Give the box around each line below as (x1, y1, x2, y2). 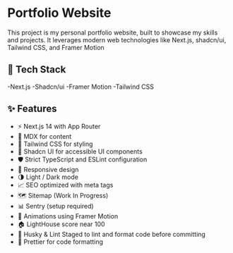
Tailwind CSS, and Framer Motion (7, 43, 104, 51)
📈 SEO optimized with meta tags (17, 180, 114, 189)
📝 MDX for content (17, 132, 72, 140)
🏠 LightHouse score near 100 (17, 220, 105, 228)
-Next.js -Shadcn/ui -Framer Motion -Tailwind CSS (7, 82, 154, 91)
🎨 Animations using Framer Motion (17, 211, 119, 220)
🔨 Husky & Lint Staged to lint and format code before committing (17, 230, 206, 238)
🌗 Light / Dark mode (17, 173, 79, 181)
